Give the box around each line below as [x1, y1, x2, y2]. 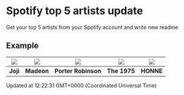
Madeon [25, 67, 49, 75]
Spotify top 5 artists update [6, 4, 143, 18]
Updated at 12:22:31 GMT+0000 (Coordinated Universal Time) [6, 81, 157, 89]
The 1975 [107, 67, 136, 75]
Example [6, 41, 39, 51]
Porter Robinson [54, 67, 101, 75]
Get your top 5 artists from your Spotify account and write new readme [6, 24, 179, 31]
